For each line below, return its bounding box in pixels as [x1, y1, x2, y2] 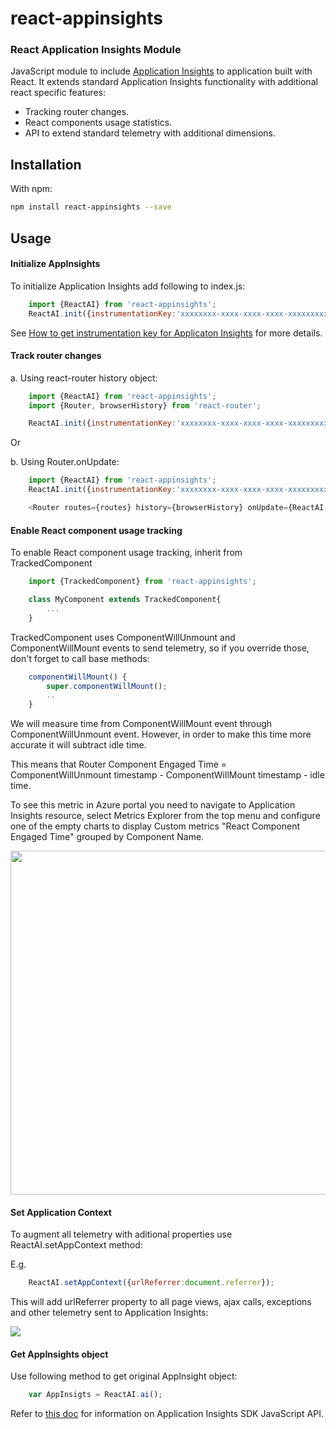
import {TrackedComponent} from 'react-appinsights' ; [28, 577, 257, 587]
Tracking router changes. [24, 106, 130, 118]
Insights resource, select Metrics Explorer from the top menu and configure [10, 810, 321, 822]
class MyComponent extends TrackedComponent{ [28, 595, 222, 605]
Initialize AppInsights [10, 258, 101, 270]
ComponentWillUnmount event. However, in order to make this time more [10, 728, 312, 741]
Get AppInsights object [10, 1348, 109, 1360]
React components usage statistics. [24, 117, 173, 129]
